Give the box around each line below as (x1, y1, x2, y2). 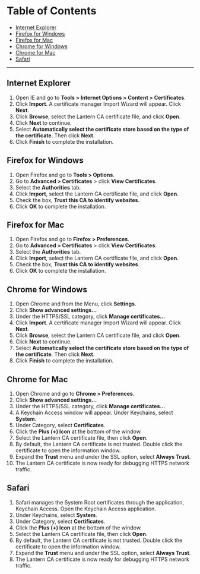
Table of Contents (7, 4, 97, 18)
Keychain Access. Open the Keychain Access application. (15, 505, 157, 512)
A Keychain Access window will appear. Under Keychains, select (15, 409, 174, 416)
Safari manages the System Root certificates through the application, (15, 499, 185, 506)
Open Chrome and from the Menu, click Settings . (15, 300, 136, 307)
